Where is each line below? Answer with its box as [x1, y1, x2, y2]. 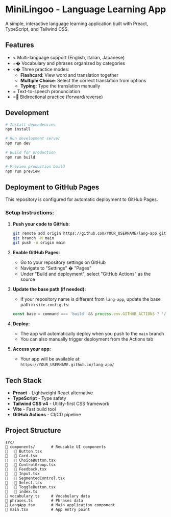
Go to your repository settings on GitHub [20, 259, 106, 265]
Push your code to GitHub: [12, 221, 70, 227]
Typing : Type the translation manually [20, 83, 101, 89]
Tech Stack [5, 376, 42, 385]
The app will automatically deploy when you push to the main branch [20, 331, 164, 337]
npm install [5, 127, 31, 132]
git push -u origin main [12, 240, 66, 245]
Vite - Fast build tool [12, 406, 56, 412]
